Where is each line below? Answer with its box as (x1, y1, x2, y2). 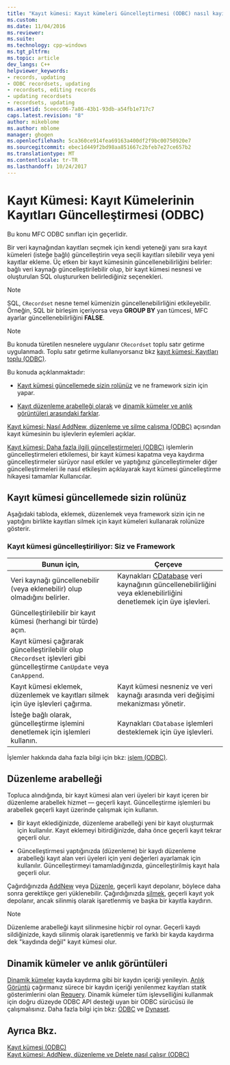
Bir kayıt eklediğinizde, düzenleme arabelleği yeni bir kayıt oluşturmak (16, 819, 214, 827)
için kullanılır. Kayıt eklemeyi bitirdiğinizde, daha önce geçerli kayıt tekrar (16, 826, 222, 835)
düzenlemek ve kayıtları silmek (10, 690, 110, 699)
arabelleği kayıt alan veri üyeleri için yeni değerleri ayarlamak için (16, 854, 201, 863)
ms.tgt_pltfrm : (7, 49, 51, 56)
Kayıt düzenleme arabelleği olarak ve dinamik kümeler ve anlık (16, 402, 193, 410)
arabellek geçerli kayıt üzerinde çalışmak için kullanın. (7, 806, 159, 814)
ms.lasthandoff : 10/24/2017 (7, 163, 88, 170)
